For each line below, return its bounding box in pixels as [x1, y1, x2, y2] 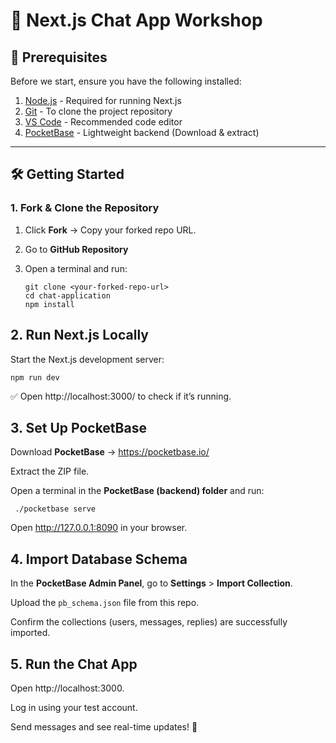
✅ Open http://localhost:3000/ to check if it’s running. [10, 390, 232, 402]
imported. [10, 627, 51, 639]
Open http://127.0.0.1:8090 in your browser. [10, 522, 188, 534]
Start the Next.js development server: [10, 353, 165, 365]
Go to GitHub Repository [24, 243, 129, 255]
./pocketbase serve [14, 504, 97, 514]
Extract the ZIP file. [10, 465, 90, 478]
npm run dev [10, 372, 60, 383]
